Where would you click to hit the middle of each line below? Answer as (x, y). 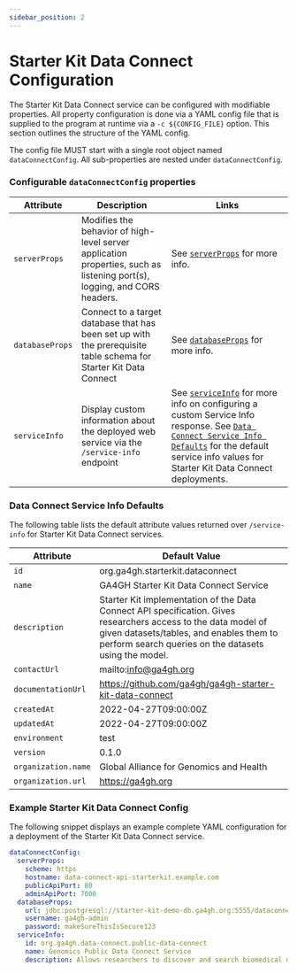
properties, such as (121, 264)
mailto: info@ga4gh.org (147, 669)
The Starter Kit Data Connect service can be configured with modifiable (140, 104)
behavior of (105, 231)
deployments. (199, 479)
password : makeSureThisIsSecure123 (91, 927)
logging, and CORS (121, 286)
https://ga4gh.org (136, 782)
